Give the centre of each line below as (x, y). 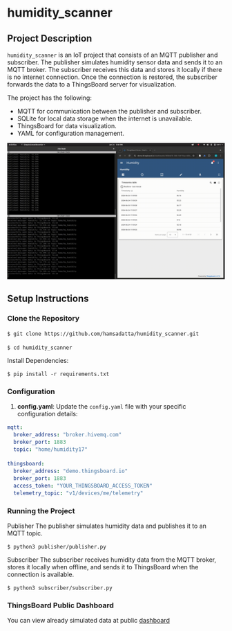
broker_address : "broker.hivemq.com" (68, 434)
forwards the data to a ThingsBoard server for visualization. (92, 84)
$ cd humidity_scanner (40, 348)
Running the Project (41, 510)
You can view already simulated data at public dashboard (89, 621)
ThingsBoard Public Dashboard (60, 605)
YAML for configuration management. (70, 133)
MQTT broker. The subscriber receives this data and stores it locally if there (115, 70)
